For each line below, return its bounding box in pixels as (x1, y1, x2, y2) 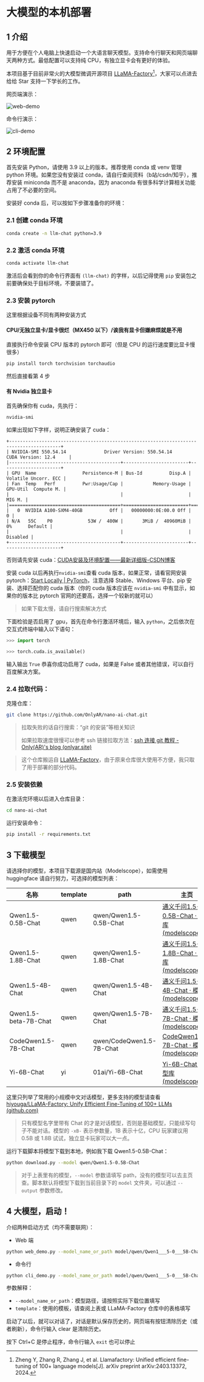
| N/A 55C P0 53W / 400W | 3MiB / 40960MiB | (6, 518, 191, 524)
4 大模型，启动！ (6, 1206, 70, 1216)
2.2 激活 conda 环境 (6, 246, 65, 254)
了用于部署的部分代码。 (21, 763, 80, 771)
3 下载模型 (6, 850, 46, 860)
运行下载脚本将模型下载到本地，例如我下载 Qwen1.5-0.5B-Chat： (6, 1148, 169, 1155)
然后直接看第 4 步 (6, 373, 50, 380)
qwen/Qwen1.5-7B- (93, 1009, 154, 1018)
